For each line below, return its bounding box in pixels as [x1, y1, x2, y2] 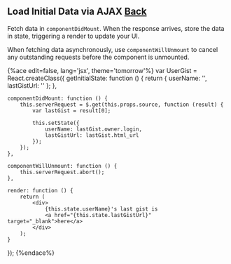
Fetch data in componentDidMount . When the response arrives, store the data [7, 24, 225, 32]
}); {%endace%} [7, 249, 55, 257]
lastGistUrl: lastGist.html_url [44, 131, 139, 139]
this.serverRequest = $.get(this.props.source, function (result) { [20, 101, 224, 108]
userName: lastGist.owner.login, [44, 126, 142, 133]
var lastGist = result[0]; [32, 107, 111, 114]
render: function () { [7, 187, 73, 194]
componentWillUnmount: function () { [7, 162, 118, 169]
